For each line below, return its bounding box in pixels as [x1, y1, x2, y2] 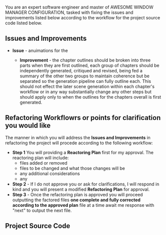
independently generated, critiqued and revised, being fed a [19, 67, 143, 73]
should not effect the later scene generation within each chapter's [19, 83, 155, 89]
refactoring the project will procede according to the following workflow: [5, 140, 153, 146]
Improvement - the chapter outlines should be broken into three [19, 57, 151, 63]
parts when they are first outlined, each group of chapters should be [19, 62, 160, 68]
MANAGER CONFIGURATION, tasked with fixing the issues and [5, 9, 134, 15]
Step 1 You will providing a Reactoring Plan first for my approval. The [12, 149, 154, 155]
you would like [5, 121, 51, 130]
